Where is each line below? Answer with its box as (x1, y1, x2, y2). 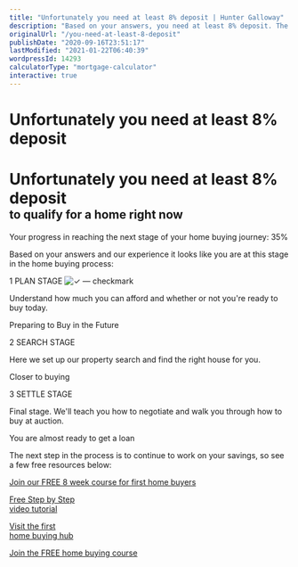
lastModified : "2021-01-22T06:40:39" (9, 46, 149, 55)
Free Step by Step (9, 494, 76, 505)
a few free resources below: (9, 459, 112, 470)
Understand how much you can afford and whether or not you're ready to (9, 292, 278, 303)
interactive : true (9, 71, 77, 80)
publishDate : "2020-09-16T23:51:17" (9, 37, 145, 47)
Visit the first (9, 521, 56, 531)
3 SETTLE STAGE (9, 389, 73, 399)
